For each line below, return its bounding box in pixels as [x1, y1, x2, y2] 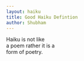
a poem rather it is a [6, 42, 55, 49]
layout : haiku [6, 8, 41, 15]
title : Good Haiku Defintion [6, 14, 78, 20]
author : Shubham [6, 20, 46, 25]
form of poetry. [6, 49, 43, 56]
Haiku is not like [6, 36, 45, 43]
